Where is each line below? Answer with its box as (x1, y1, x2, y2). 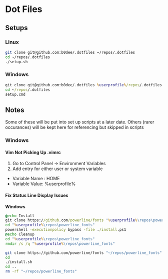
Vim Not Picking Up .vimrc (5, 149, 61, 155)
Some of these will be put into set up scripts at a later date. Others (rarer (5, 119, 154, 125)
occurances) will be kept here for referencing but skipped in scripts (5, 124, 144, 130)
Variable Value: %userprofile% (12, 181, 76, 187)
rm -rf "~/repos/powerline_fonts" (5, 269, 77, 274)
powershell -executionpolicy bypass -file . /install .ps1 (5, 227, 126, 232)
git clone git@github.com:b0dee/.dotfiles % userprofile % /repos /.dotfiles (5, 82, 162, 87)
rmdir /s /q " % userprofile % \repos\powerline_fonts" (5, 241, 115, 246)
